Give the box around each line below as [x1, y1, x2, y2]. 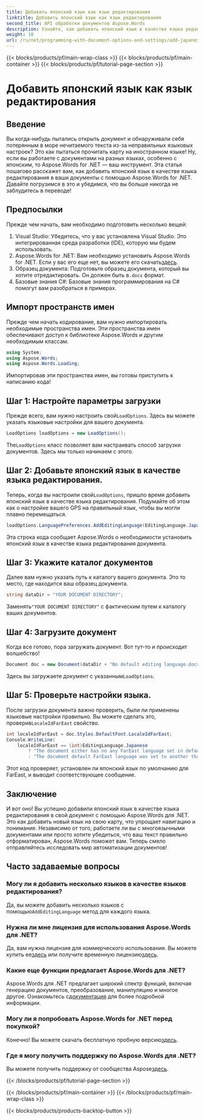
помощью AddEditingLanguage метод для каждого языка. [6, 907, 151, 915]
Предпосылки [6, 205, 63, 215]
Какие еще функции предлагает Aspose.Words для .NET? [6, 966, 186, 974]
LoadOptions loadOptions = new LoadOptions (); [6, 430, 126, 436]
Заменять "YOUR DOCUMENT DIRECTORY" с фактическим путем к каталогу [6, 603, 186, 610]
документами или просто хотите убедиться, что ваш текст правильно [6, 831, 188, 838]
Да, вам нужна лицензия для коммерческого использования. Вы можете [6, 944, 197, 951]
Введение [6, 119, 46, 129]
